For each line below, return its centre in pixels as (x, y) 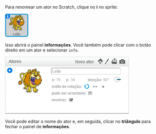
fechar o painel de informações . (38, 126)
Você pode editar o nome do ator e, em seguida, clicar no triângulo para (78, 121)
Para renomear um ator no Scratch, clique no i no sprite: (61, 7)
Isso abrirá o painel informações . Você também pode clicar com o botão (78, 45)
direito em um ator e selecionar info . (42, 50)
